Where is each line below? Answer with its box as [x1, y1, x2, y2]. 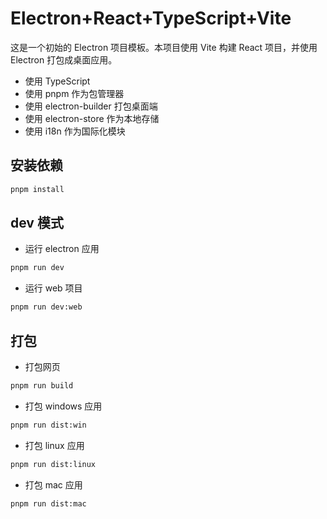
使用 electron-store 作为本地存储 [24, 112, 160, 124]
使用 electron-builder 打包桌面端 [24, 100, 158, 112]
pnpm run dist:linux [10, 459, 97, 469]
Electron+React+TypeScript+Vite [10, 7, 292, 30]
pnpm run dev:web [10, 302, 83, 312]
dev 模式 [10, 215, 64, 232]
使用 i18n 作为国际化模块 [24, 125, 126, 137]
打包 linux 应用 [24, 439, 85, 451]
